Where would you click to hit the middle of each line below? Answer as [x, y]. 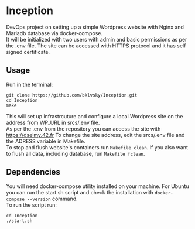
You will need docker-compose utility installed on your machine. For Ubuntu [97, 186]
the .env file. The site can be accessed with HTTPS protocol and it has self [96, 46]
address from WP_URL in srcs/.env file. [53, 122]
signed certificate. [28, 52]
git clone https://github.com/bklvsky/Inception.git [72, 95]
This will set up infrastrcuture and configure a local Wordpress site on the [95, 116]
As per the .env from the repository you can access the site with [83, 129]
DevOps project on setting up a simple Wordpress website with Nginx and [95, 27]
